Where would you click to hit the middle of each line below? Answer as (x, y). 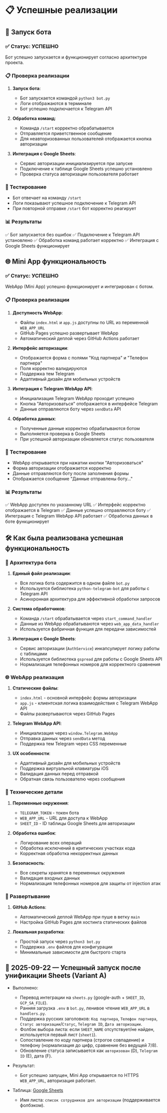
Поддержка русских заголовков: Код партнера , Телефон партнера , (89, 1018)
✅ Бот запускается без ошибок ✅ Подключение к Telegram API (72, 234)
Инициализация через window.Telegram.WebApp (69, 733)
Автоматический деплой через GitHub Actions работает (79, 338)
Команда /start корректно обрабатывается (67, 128)
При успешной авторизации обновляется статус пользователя (87, 439)
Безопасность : (29, 863)
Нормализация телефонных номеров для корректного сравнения (90, 664)
